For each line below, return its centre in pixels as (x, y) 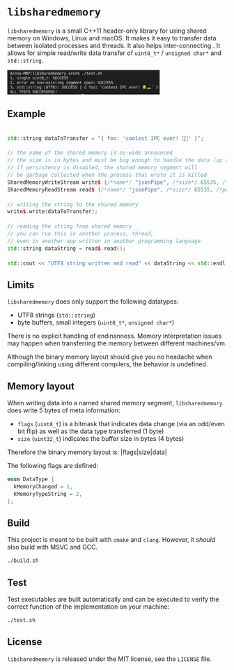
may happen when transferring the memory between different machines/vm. (117, 343)
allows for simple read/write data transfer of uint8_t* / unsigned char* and (114, 53)
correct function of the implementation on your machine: (88, 607)
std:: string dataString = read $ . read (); (67, 248)
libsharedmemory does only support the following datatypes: (93, 302)
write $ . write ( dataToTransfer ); (53, 212)
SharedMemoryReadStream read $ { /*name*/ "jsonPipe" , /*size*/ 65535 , (110, 189)
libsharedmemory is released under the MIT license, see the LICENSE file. (110, 659)
